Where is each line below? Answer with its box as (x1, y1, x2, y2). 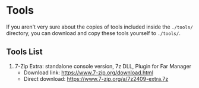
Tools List (6, 47, 43, 57)
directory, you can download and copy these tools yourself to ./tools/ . (6, 29, 181, 36)
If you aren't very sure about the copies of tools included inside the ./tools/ (6, 23, 193, 30)
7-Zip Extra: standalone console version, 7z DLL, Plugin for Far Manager (14, 62, 192, 70)
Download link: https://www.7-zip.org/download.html (23, 69, 153, 76)
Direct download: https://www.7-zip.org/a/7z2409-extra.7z (23, 75, 169, 82)
